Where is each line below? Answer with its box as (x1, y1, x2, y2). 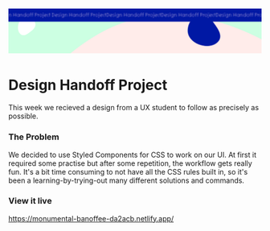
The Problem (8, 131, 60, 142)
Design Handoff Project (8, 76, 168, 94)
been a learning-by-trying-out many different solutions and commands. (8, 175, 245, 185)
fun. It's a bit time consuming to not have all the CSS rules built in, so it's (8, 167, 248, 176)
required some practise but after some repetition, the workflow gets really (8, 158, 253, 168)
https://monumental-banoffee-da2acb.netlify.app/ (8, 213, 174, 223)
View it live (8, 196, 52, 207)
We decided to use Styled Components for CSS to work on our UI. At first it (8, 150, 257, 159)
